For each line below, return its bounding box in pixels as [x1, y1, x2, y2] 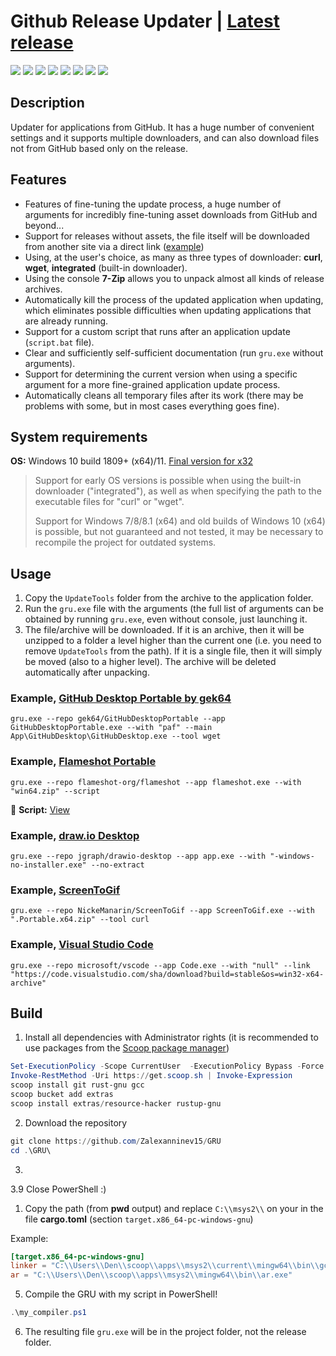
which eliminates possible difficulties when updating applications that [24, 304, 312, 316]
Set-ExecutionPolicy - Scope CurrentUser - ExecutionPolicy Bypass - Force [10, 1061, 325, 1072]
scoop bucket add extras [10, 1090, 114, 1100]
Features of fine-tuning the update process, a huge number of [24, 198, 282, 210]
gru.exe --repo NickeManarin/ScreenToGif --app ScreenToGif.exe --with [10, 906, 315, 916]
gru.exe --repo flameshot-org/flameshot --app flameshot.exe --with [10, 777, 302, 787]
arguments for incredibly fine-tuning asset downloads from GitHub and [24, 208, 318, 220]
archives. [24, 283, 63, 295]
